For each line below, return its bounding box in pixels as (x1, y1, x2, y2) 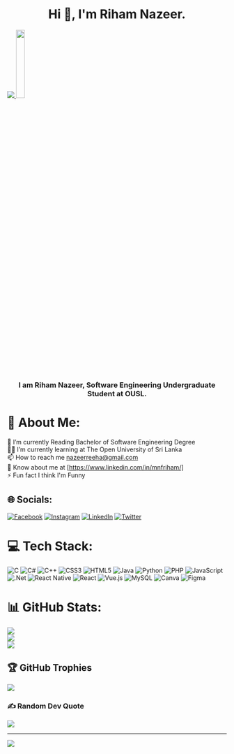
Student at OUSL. (86, 389, 148, 398)
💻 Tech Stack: (7, 538, 93, 554)
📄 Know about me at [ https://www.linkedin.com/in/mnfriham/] (7, 463, 185, 471)
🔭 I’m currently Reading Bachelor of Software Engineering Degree (7, 437, 196, 446)
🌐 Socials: (7, 494, 53, 506)
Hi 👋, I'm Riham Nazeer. (48, 6, 186, 22)
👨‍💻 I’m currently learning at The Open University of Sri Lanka (7, 445, 182, 454)
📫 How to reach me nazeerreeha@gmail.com (7, 453, 139, 461)
